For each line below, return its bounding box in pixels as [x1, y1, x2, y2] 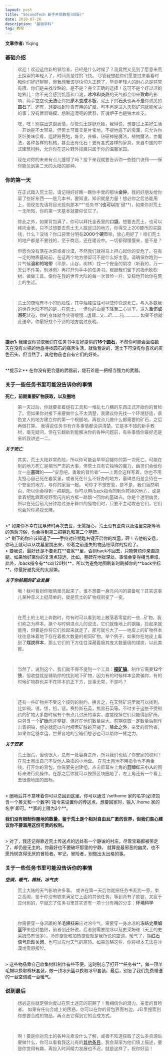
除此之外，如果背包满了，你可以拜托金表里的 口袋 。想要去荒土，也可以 [17, 219, 162, 225]
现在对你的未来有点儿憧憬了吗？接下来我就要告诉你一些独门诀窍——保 [17, 156, 162, 163]
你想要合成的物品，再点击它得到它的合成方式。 [17, 1012, 114, 1018]
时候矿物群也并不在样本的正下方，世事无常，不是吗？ [17, 679, 127, 685]
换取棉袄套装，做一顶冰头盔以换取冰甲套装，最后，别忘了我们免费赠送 [18, 968, 163, 974]
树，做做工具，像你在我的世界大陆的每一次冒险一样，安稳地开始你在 [17, 273, 158, 279]
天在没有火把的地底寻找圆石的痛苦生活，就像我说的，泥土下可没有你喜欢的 [5, 345, 158, 351]
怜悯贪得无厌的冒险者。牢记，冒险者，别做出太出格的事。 [9, 851, 128, 857]
